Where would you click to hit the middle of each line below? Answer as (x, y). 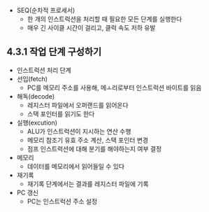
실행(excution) (37, 122)
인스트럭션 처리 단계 (44, 70)
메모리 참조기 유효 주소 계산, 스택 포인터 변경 (87, 140)
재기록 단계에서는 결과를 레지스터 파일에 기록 (88, 183)
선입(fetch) (32, 78)
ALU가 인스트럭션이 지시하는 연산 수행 (79, 131)
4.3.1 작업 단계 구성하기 (54, 52)
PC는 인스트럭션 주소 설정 (62, 201)
